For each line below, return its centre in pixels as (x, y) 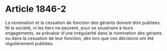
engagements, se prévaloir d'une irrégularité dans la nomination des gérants (83, 33)
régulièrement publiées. (29, 43)
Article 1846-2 (36, 9)
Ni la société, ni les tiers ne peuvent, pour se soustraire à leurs (69, 27)
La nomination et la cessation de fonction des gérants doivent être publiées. (83, 23)
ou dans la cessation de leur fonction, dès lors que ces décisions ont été (80, 38)
